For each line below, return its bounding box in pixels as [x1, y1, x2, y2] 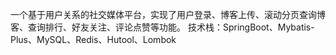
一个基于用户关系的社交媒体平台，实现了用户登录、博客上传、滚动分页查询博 [10, 9, 326, 20]
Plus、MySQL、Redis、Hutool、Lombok [10, 34, 177, 45]
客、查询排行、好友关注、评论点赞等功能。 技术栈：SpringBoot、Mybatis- [10, 21, 315, 33]
